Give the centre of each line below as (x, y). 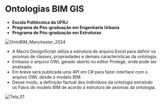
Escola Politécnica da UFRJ (40, 22)
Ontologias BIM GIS (45, 9)
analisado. (22, 67)
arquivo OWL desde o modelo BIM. (47, 77)
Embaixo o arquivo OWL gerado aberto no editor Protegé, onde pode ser (84, 61)
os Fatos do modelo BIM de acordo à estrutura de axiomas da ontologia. (84, 87)
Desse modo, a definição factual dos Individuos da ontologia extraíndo (82, 82)
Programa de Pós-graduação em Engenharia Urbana (66, 27)
